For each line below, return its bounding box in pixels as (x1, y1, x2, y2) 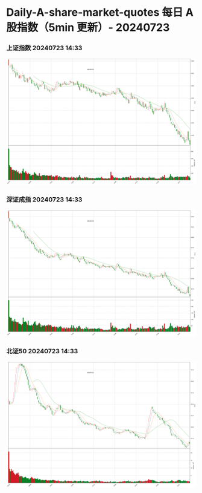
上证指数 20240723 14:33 (6, 44, 83, 52)
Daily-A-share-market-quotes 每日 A (6, 5, 194, 19)
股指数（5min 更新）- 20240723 (6, 21, 170, 34)
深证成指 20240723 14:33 (6, 195, 83, 204)
